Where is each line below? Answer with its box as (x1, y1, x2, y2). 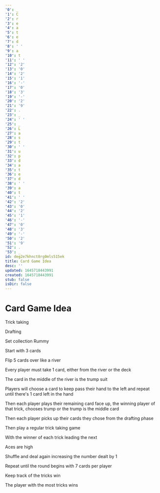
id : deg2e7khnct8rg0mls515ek (5, 254, 65, 259)
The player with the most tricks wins (5, 482, 78, 488)
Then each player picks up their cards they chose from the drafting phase (5, 415, 154, 421)
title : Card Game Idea (5, 259, 51, 264)
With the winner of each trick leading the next (5, 434, 97, 440)
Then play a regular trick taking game (5, 425, 81, 431)
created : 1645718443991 (5, 273, 54, 277)
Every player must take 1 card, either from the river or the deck (5, 367, 131, 373)
